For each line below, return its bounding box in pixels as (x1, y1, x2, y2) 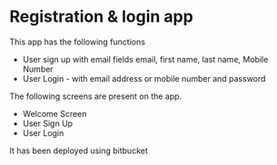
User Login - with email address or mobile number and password (22, 73, 266, 83)
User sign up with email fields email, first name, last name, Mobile (22, 53, 269, 64)
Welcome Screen (22, 108, 87, 119)
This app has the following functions (9, 36, 145, 47)
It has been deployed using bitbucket (9, 145, 148, 156)
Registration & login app (9, 6, 193, 27)
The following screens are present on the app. (9, 91, 183, 102)
